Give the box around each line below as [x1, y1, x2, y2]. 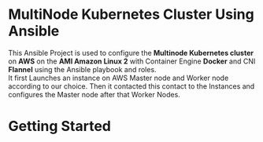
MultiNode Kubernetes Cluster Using [8, 5, 254, 24]
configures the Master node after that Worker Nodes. [8, 89, 181, 99]
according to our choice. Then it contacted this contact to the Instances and [8, 81, 255, 91]
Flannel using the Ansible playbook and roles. [8, 64, 157, 74]
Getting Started [8, 118, 112, 135]
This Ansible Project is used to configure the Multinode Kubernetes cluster [8, 48, 254, 57]
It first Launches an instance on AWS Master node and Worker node [8, 73, 229, 82]
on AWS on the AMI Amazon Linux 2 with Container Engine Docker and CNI [8, 56, 256, 66]
